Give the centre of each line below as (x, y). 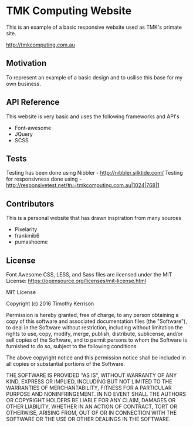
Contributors (30, 204)
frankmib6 (27, 236)
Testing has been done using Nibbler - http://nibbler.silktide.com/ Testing (94, 173)
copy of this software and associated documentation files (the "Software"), (97, 321)
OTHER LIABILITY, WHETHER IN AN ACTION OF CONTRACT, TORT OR (92, 406)
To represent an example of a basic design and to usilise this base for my (94, 77)
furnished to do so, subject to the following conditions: (72, 346)
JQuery (24, 134)
